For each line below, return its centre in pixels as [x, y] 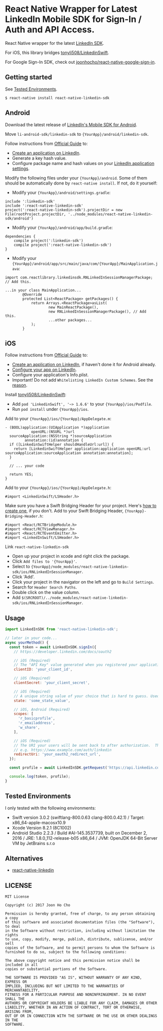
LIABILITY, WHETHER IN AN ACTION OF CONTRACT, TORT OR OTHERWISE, [73, 1008]
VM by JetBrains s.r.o [33, 843]
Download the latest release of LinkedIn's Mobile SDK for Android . [71, 125]
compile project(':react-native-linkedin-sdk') [63, 245]
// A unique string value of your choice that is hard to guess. [81, 696]
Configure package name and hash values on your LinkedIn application [83, 163]
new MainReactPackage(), [73, 307]
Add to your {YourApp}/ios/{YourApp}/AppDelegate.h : [58, 488]
